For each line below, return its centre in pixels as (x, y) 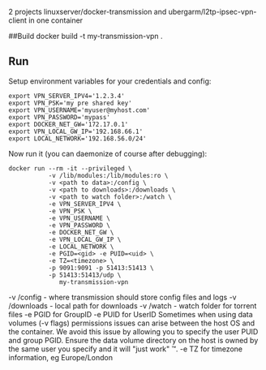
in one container (56, 20)
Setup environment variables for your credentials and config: (110, 81)
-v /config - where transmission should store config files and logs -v (122, 297)
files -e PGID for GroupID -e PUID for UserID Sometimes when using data (131, 314)
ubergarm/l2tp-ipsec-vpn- (212, 12)
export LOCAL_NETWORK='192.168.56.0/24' (78, 138)
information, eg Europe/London (61, 357)
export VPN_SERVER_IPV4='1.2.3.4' (67, 96)
